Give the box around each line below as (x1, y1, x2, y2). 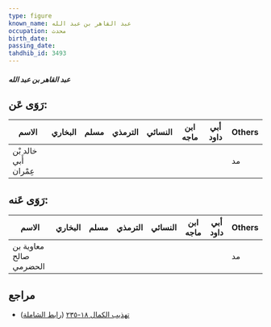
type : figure (8, 11, 52, 20)
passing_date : (8, 42, 56, 50)
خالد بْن (12, 145, 38, 157)
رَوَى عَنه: (8, 193, 48, 207)
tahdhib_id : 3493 (8, 49, 67, 57)
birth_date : (8, 34, 48, 43)
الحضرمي (12, 261, 46, 272)
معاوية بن (12, 241, 44, 252)
